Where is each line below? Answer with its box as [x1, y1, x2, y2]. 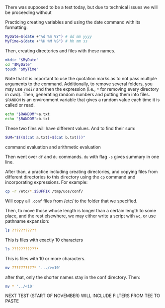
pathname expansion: [5, 218, 50, 224]
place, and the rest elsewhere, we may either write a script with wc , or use [5, 213, 156, 219]
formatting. [5, 24, 28, 30]
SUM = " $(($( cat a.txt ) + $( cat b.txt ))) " [5, 135, 85, 140]
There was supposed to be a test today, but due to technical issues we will [5, 4, 158, 10]
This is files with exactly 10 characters [5, 237, 83, 243]
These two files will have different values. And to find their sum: [5, 126, 136, 132]
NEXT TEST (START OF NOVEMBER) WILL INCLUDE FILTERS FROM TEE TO [5, 293, 161, 299]
